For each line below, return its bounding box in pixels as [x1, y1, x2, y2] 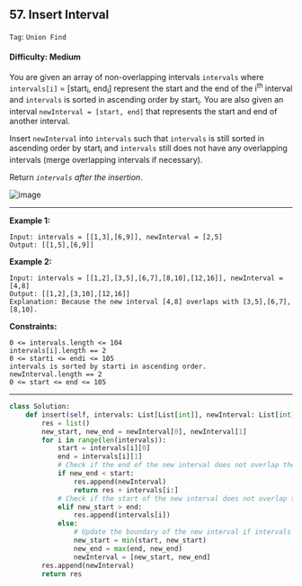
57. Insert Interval [9, 7, 110, 23]
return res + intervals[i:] [73, 485, 179, 494]
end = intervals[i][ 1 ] [57, 452, 143, 462]
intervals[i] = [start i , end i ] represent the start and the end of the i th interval [9, 81, 293, 95]
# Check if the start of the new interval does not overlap [57, 494, 288, 503]
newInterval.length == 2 [9, 370, 102, 379]
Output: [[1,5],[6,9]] [9, 240, 94, 250]
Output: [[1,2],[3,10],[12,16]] [9, 290, 130, 299]
